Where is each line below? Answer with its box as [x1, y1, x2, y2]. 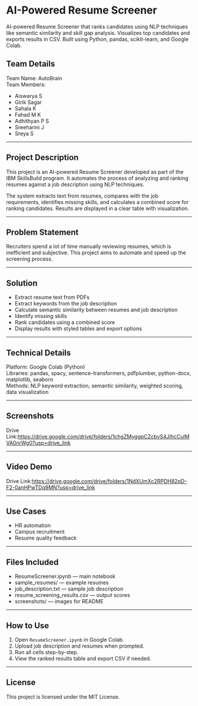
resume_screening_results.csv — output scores [14, 592, 131, 599]
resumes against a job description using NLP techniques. [6, 180, 144, 188]
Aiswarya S [14, 92, 42, 99]
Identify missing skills [14, 313, 67, 320]
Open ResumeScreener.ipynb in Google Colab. [14, 636, 124, 643]
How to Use [6, 620, 49, 631]
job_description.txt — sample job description [14, 585, 124, 593]
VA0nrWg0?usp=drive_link [6, 439, 71, 446]
